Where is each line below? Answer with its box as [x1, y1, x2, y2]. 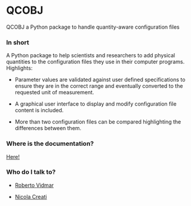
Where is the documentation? [6, 140, 94, 148]
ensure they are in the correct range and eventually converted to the [14, 82, 183, 90]
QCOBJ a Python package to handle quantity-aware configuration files [6, 23, 180, 30]
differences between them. [14, 125, 82, 132]
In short [6, 38, 30, 47]
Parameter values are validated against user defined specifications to [14, 76, 186, 84]
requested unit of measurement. [14, 89, 94, 96]
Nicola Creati [14, 193, 47, 200]
